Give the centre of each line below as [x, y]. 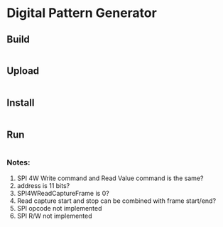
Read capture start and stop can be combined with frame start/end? [116, 201]
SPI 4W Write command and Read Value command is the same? [110, 178]
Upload [23, 71]
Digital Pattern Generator [82, 13]
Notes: [18, 162]
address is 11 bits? [43, 185]
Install [21, 103]
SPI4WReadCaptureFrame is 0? [63, 193]
